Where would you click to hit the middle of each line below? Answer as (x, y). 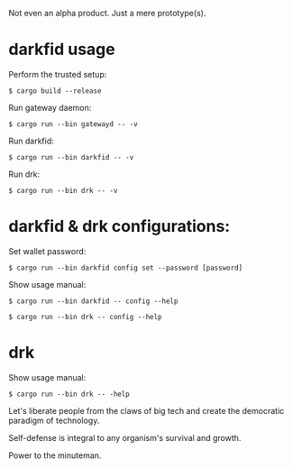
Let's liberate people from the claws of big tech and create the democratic (146, 410)
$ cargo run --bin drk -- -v (63, 190)
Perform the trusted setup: (58, 74)
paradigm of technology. (54, 420)
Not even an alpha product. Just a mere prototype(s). (107, 13)
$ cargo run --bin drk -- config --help (86, 317)
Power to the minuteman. (55, 455)
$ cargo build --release (55, 91)
